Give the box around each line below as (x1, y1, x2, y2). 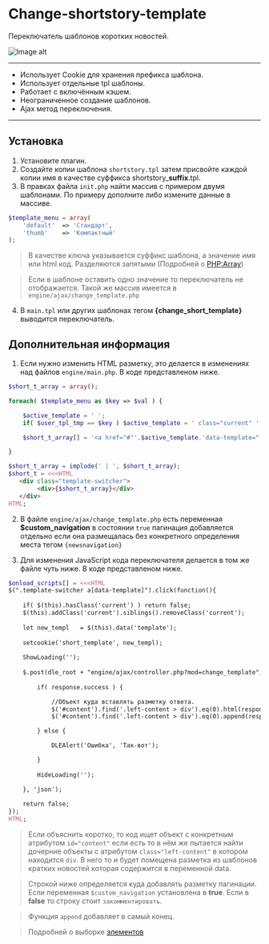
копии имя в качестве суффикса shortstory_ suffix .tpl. (19, 173, 201, 183)
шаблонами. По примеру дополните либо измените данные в (19, 190, 231, 199)
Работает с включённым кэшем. (19, 86, 131, 96)
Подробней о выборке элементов (27, 927, 144, 937)
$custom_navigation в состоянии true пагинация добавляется (19, 522, 234, 532)
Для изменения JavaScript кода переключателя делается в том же (19, 555, 250, 564)
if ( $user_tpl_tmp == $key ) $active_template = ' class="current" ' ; (22, 419, 263, 427)
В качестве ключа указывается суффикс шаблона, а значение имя (27, 251, 256, 260)
